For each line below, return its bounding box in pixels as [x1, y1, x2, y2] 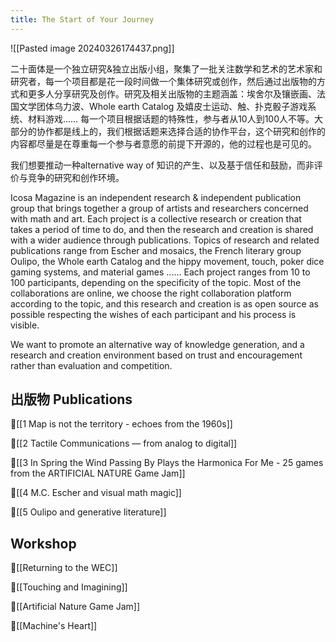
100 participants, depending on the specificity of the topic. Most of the [10, 276, 302, 288]
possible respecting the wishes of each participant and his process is [10, 308, 297, 320]
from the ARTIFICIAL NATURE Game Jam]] [10, 467, 186, 480]
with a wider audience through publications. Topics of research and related [10, 234, 320, 246]
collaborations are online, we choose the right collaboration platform [10, 287, 292, 299]
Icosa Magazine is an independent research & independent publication [10, 191, 302, 203]
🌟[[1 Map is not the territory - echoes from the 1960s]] [10, 418, 233, 430]
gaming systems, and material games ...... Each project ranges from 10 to [10, 266, 311, 278]
